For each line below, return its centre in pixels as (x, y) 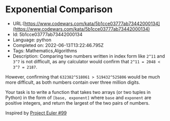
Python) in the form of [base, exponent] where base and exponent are (78, 98)
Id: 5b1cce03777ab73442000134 (48, 34)
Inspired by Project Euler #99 (36, 113)
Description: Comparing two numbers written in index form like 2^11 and (89, 56)
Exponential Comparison (59, 9)
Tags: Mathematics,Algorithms (45, 51)
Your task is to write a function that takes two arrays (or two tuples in (78, 92)
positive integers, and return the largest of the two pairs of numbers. (78, 103)
